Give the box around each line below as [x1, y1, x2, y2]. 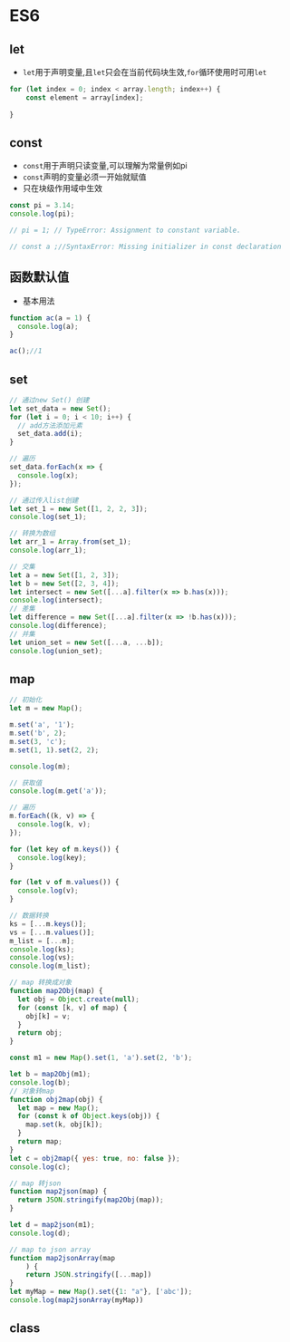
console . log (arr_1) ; [9, 545, 88, 555]
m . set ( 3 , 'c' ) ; [9, 737, 67, 746]
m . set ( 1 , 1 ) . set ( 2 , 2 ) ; [9, 745, 100, 755]
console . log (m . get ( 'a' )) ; [9, 787, 107, 796]
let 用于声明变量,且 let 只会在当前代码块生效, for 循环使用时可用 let [22, 67, 267, 77]
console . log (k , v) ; [17, 820, 92, 829]
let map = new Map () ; [17, 1103, 100, 1113]
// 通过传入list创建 [9, 496, 79, 505]
